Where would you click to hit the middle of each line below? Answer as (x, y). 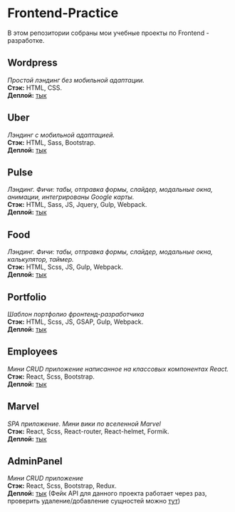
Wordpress (33, 63)
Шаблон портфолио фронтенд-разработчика (76, 314)
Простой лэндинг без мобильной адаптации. (76, 80)
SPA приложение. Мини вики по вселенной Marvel (84, 424)
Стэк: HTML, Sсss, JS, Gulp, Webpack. (65, 267)
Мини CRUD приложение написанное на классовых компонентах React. (118, 369)
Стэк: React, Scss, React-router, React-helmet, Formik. (88, 431)
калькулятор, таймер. (41, 260)
